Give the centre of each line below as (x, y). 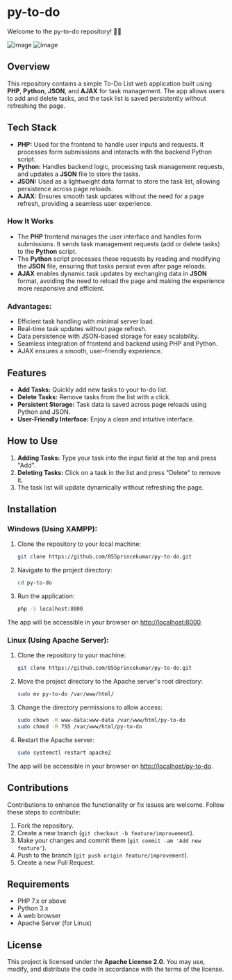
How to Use (33, 441)
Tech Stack (32, 128)
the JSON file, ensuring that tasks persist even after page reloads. (112, 266)
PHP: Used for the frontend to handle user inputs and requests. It (110, 144)
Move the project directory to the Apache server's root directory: (110, 682)
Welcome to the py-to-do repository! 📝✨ (64, 31)
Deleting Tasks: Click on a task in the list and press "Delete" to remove (119, 472)
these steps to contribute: (44, 812)
